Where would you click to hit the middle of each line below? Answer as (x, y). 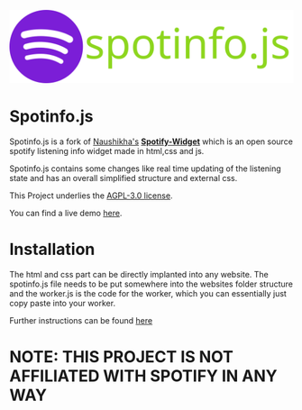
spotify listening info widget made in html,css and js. (107, 150)
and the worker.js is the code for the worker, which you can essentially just (148, 293)
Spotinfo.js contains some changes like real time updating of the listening (145, 169)
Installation (52, 250)
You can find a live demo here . (66, 213)
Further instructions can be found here (81, 320)
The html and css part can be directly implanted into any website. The (139, 274)
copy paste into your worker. (62, 303)
